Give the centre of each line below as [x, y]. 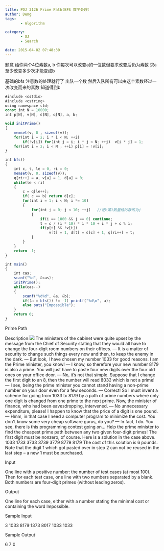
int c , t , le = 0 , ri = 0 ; [41, 169]
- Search [29, 41]
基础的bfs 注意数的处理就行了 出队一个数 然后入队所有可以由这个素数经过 [79, 81]
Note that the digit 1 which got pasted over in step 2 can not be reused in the [82, 447]
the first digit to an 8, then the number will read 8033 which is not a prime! [80, 380]
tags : [11, 19]
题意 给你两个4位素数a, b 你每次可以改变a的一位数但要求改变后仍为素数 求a [81, 65]
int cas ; [23, 273]
